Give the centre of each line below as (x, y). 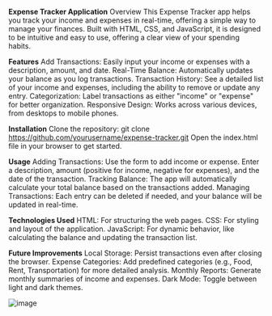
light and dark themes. (46, 287)
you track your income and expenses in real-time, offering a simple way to (132, 20)
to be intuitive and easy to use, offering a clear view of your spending (124, 37)
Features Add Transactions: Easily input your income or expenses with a (130, 61)
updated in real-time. (43, 204)
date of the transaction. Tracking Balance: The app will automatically (123, 179)
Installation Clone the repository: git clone (79, 129)
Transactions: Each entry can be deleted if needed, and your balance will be (135, 196)
